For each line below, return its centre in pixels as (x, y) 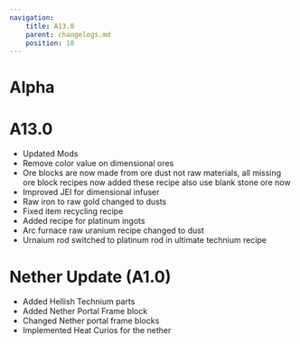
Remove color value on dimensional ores (98, 163)
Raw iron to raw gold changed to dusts (94, 202)
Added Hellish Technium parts (79, 302)
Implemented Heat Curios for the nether (97, 330)
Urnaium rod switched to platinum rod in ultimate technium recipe (145, 240)
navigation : (32, 18)
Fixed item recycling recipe (73, 211)
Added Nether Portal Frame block (85, 311)
